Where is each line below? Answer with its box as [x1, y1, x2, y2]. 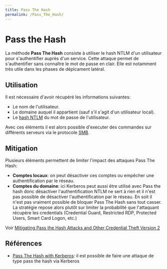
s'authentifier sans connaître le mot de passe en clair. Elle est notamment [5, 61, 156, 67]
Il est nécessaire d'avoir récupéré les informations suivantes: [5, 94, 131, 100]
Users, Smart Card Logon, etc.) [12, 215, 77, 221]
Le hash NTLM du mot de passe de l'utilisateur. [12, 114, 110, 120]
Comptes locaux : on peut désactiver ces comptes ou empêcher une [12, 173, 154, 179]
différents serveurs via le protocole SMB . [5, 129, 90, 136]
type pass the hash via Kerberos [12, 258, 80, 264]
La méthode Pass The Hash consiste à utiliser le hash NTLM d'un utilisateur [5, 50, 162, 56]
